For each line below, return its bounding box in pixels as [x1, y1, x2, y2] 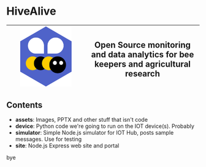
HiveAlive [6, 4, 56, 18]
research [124, 69, 161, 79]
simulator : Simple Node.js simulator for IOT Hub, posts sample [15, 129, 174, 136]
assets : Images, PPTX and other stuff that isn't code [15, 116, 148, 124]
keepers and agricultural [94, 59, 191, 70]
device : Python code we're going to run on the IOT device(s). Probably [15, 122, 195, 130]
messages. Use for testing [15, 136, 82, 143]
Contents [6, 100, 43, 110]
